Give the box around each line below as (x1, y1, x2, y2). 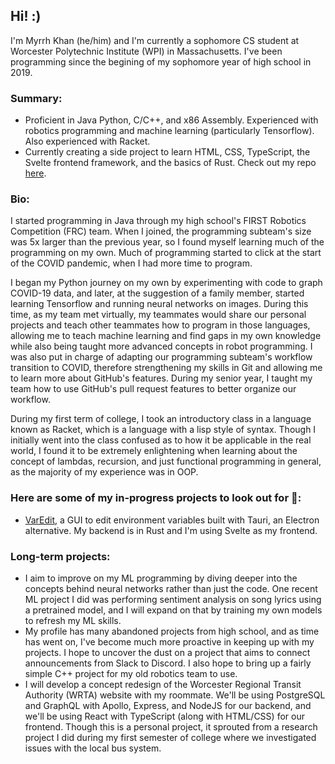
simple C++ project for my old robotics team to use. (24, 668, 238, 679)
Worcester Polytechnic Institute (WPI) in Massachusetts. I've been (10, 45, 283, 57)
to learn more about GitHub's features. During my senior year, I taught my (10, 372, 313, 384)
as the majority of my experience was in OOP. (10, 466, 199, 478)
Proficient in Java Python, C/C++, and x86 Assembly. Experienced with (24, 114, 319, 126)
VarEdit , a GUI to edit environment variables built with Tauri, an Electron (24, 514, 320, 526)
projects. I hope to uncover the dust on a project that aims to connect (24, 647, 311, 658)
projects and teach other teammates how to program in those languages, (10, 319, 311, 331)
